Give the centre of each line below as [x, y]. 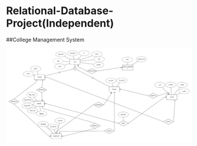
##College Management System [45, 39]
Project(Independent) [60, 23]
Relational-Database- [60, 11]
